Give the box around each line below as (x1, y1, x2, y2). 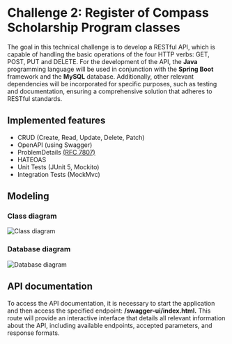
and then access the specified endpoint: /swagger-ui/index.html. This (7, 306, 211, 315)
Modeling (7, 190, 49, 203)
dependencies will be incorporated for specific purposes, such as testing (7, 79, 217, 88)
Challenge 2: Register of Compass (7, 5, 209, 21)
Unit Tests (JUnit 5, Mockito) (17, 162, 100, 171)
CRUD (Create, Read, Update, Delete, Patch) (17, 133, 145, 141)
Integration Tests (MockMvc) (17, 170, 101, 178)
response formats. (7, 329, 60, 337)
